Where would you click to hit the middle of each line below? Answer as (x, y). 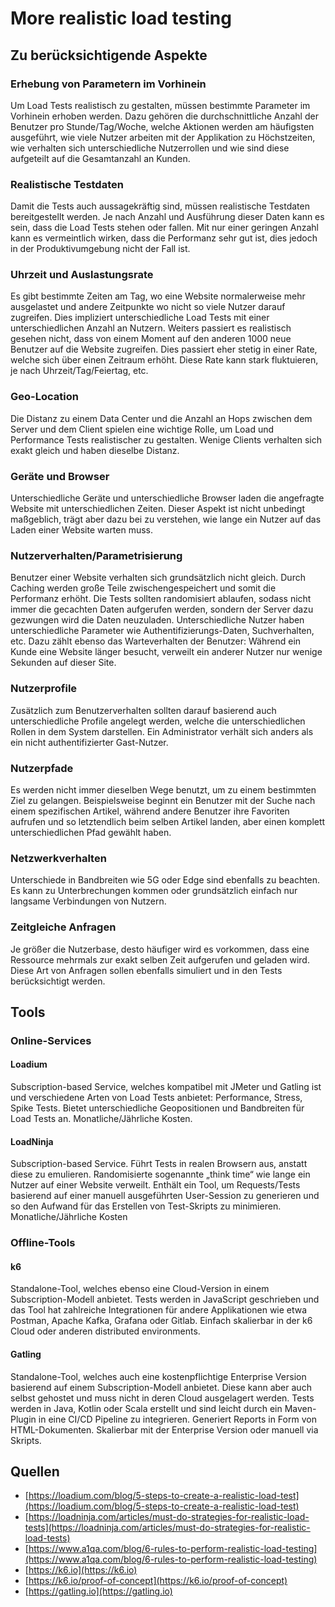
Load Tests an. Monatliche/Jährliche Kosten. (101, 1119)
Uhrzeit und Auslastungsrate (82, 275)
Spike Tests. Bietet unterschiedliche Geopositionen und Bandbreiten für (157, 1108)
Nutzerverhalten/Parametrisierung (96, 555)
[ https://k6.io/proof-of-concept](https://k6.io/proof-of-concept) (156, 1581)
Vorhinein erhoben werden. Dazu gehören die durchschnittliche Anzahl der (164, 116)
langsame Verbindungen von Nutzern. (88, 901)
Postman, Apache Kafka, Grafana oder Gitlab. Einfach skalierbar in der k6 (161, 1321)
